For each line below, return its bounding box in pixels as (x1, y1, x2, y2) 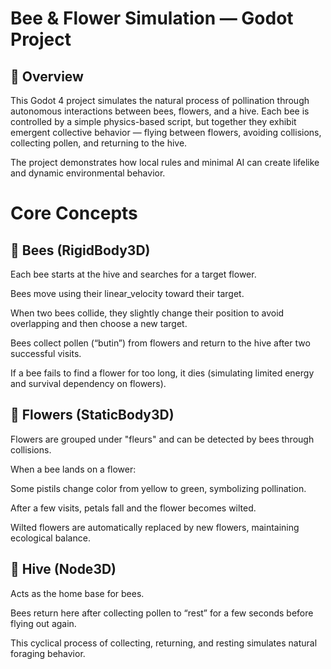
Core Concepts (10, 202, 138, 225)
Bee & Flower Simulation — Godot (10, 7, 294, 30)
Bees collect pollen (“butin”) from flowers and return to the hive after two (10, 337, 311, 349)
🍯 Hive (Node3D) (10, 561, 117, 578)
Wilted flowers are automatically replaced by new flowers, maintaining (10, 521, 300, 533)
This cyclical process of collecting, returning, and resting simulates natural (10, 637, 318, 649)
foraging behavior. (10, 647, 86, 659)
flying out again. (10, 617, 77, 629)
